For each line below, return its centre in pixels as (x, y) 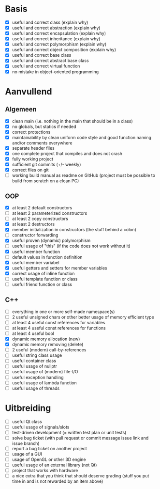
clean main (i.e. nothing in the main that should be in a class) (72, 121)
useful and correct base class (42, 55)
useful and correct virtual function (46, 66)
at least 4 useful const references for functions (59, 328)
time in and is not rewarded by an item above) (58, 481)
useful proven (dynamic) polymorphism (51, 240)
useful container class (34, 361)
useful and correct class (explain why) (50, 22)
